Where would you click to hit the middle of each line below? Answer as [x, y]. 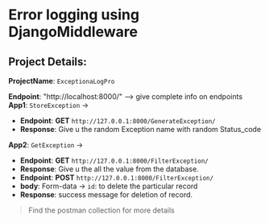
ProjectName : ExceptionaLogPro [62, 81]
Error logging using [74, 15]
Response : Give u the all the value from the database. [109, 169]
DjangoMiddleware [73, 32]
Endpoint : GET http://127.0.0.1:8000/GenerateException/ [118, 121]
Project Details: [48, 62]
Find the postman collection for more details [101, 210]
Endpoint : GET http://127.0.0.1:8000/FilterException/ [114, 160]
